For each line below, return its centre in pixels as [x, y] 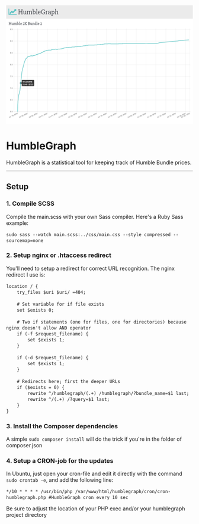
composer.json [24, 445]
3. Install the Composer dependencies [62, 426]
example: [17, 223]
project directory [27, 515]
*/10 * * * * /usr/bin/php [39, 492]
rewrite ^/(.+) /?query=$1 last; [69, 399]
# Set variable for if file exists [61, 304]
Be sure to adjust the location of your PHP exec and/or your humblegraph [96, 509]
